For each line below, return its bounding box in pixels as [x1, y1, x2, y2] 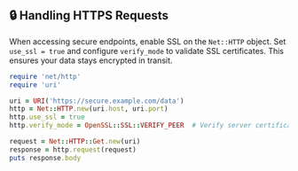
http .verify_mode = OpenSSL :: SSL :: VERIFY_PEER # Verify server [9, 121, 252, 130]
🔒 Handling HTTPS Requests [9, 8, 169, 23]
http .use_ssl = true [9, 113, 86, 122]
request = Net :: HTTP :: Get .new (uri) [9, 137, 141, 146]
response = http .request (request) [9, 145, 137, 154]
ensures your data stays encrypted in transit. [9, 55, 173, 66]
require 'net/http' [9, 72, 82, 81]
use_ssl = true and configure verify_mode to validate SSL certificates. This [9, 45, 285, 56]
